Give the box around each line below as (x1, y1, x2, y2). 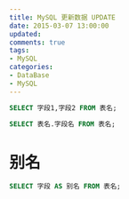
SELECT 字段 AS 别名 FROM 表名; (9, 182, 122, 191)
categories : (9, 63, 53, 72)
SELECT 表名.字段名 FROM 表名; (9, 119, 116, 129)
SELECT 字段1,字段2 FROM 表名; (9, 103, 117, 112)
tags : (9, 46, 29, 55)
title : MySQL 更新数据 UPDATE (9, 12, 116, 22)
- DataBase (9, 71, 50, 80)
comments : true (9, 37, 66, 47)
